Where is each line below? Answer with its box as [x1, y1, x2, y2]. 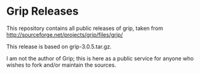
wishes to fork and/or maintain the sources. [6, 61, 117, 68]
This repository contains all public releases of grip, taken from [6, 24, 164, 32]
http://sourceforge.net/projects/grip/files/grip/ [6, 31, 123, 38]
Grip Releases [6, 4, 79, 18]
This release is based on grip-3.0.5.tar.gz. [6, 43, 112, 50]
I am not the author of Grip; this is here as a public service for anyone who [6, 54, 194, 62]
